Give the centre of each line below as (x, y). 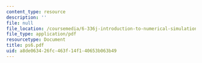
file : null (20, 23)
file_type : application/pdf (41, 34)
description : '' (26, 17)
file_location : (25, 28)
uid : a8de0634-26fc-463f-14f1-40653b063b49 (62, 51)
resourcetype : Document (36, 40)
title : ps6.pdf (25, 46)
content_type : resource (36, 12)
